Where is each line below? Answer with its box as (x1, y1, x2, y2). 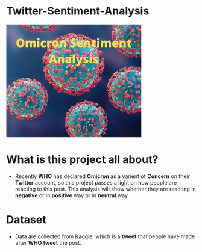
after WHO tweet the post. (14, 239, 81, 246)
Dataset (6, 213, 46, 227)
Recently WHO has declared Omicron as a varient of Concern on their (14, 173, 191, 180)
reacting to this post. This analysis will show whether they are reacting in (14, 185, 196, 192)
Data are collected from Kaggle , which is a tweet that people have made (14, 233, 195, 240)
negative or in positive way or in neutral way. (14, 191, 130, 199)
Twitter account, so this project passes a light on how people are (14, 179, 177, 186)
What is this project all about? (6, 153, 159, 167)
